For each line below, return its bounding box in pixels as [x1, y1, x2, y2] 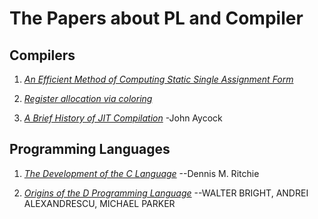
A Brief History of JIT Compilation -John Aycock [23, 112, 223, 124]
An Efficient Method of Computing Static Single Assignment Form [23, 73, 294, 85]
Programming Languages [9, 141, 171, 158]
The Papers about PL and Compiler [9, 7, 304, 30]
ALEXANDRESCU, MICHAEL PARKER [23, 197, 176, 209]
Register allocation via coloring [23, 93, 153, 104]
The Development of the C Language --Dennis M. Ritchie [23, 167, 260, 179]
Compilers [9, 47, 76, 64]
